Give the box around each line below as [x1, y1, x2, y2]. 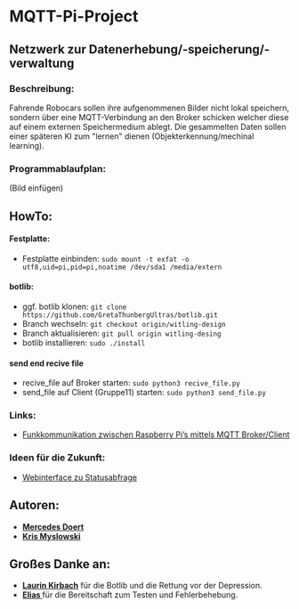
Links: [9, 410, 36, 422]
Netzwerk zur [9, 42, 86, 57]
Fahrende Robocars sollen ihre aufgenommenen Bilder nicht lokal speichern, [9, 102, 290, 113]
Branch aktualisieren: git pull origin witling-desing [21, 328, 222, 338]
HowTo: [9, 208, 53, 223]
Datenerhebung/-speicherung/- [88, 42, 271, 57]
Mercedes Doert [21, 521, 85, 532]
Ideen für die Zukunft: [9, 451, 106, 464]
